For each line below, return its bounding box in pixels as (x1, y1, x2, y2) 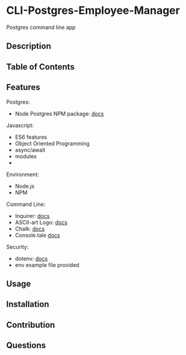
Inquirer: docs (14, 212, 50, 219)
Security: (6, 243, 29, 251)
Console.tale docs (14, 231, 60, 238)
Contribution (6, 319, 55, 330)
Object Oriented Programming (14, 139, 90, 147)
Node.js (14, 182, 35, 190)
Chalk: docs (14, 225, 45, 232)
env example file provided (14, 261, 79, 269)
